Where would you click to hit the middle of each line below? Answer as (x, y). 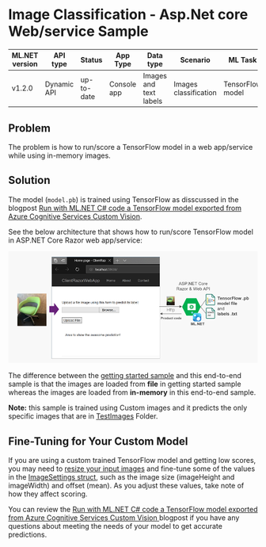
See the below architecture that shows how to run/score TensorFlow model (131, 231)
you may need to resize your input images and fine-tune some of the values (132, 469)
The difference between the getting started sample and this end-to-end (125, 376)
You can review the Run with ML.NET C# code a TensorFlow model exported (133, 509)
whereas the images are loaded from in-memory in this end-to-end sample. (132, 392)
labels (153, 101)
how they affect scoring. (48, 494)
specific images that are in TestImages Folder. (83, 416)
